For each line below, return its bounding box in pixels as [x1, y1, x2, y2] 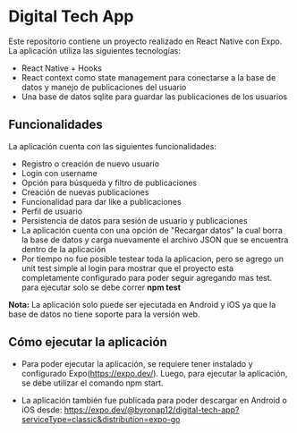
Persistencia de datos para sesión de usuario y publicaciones [21, 215, 248, 225]
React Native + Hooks [21, 63, 102, 73]
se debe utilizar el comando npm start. [21, 378, 164, 388]
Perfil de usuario [21, 206, 82, 216]
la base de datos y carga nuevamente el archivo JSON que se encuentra [21, 234, 289, 245]
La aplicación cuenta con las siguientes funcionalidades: [8, 140, 216, 151]
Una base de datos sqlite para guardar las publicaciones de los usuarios [21, 91, 288, 102]
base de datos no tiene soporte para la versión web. [8, 309, 200, 319]
